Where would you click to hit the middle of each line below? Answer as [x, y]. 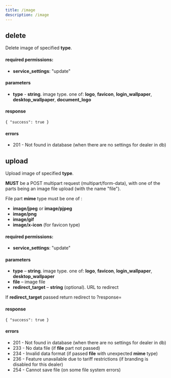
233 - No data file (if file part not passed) [56, 348]
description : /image [27, 15]
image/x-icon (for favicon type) [46, 225]
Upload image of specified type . [39, 173]
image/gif [23, 219]
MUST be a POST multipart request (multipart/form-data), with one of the [83, 183]
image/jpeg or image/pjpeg [42, 208]
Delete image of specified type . [39, 48]
